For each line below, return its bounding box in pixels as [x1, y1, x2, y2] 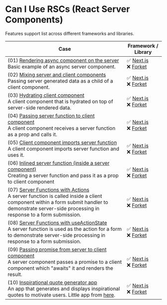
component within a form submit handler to [7, 199, 108, 205]
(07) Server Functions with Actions [7, 186, 89, 193]
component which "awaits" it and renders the [7, 265, 113, 272]
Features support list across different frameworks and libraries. [5, 30, 134, 36]
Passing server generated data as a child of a [7, 77, 113, 84]
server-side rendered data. [7, 104, 72, 111]
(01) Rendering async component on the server [7, 57, 119, 64]
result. [7, 271, 22, 278]
